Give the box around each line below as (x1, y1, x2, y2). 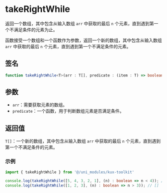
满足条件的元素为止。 (13, 26, 58, 33)
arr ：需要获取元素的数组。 (12, 102, 68, 108)
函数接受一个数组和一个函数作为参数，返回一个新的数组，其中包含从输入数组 (5, 37, 162, 43)
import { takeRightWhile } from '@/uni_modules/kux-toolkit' (5, 170, 135, 175)
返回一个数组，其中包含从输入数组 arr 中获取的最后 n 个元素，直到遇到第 (5, 20, 154, 26)
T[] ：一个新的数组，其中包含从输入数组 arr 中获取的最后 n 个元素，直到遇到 (5, 138, 161, 144)
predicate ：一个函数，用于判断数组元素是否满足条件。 (12, 108, 124, 114)
